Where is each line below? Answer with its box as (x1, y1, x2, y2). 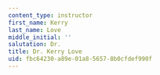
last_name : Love (8, 26, 61, 34)
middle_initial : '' (8, 33, 72, 41)
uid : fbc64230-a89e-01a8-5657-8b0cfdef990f (8, 55, 153, 63)
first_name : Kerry (8, 19, 68, 27)
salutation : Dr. (8, 41, 61, 48)
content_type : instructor (8, 11, 93, 20)
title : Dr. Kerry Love (8, 48, 82, 55)
